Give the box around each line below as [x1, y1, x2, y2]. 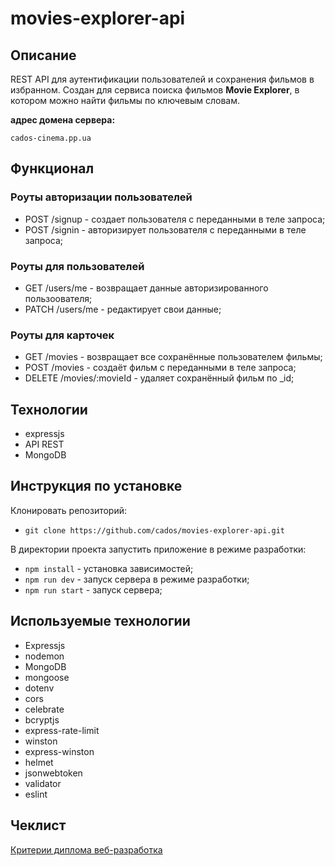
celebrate [24, 703, 65, 715]
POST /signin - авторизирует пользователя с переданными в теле [24, 223, 307, 236]
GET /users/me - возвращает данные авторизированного [24, 282, 269, 294]
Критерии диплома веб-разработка [10, 843, 163, 856]
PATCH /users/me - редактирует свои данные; [24, 303, 222, 315]
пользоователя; [24, 292, 93, 304]
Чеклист [10, 817, 67, 834]
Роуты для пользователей [10, 259, 145, 273]
